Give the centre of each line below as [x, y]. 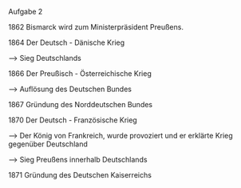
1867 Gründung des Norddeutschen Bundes [81, 104]
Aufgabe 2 [26, 12]
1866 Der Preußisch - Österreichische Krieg [80, 74]
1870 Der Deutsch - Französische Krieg [73, 120]
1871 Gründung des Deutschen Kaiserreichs [80, 175]
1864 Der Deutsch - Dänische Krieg [67, 42]
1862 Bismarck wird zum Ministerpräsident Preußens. [96, 27]
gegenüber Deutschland [48, 144]
